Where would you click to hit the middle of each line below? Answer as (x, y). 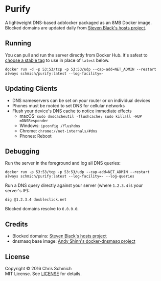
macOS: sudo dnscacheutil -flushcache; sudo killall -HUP (80, 116)
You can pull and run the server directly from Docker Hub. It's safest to (76, 55)
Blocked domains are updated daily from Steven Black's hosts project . (76, 27)
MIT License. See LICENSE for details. (43, 274)
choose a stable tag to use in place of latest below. (57, 60)
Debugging (23, 151)
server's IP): (17, 191)
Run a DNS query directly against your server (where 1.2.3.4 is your (74, 185)
